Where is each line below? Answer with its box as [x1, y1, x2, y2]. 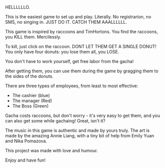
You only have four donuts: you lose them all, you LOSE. [5, 49, 119, 55]
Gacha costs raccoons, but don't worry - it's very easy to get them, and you [5, 112, 160, 118]
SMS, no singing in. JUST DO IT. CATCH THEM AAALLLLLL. [5, 19, 127, 25]
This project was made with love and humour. [5, 148, 98, 153]
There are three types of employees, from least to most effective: [5, 83, 138, 89]
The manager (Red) [12, 98, 53, 104]
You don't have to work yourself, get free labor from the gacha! [5, 58, 134, 64]
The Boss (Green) [12, 103, 49, 109]
